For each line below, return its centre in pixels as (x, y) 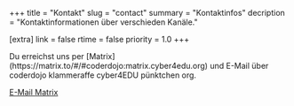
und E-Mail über (239, 66)
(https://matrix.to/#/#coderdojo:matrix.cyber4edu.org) (109, 66)
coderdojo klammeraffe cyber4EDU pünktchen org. (103, 75)
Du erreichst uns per (47, 56)
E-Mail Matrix (34, 92)
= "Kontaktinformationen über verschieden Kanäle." (103, 22)
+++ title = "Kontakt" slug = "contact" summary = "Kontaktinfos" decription (147, 13)
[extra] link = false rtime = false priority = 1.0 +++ (99, 39)
